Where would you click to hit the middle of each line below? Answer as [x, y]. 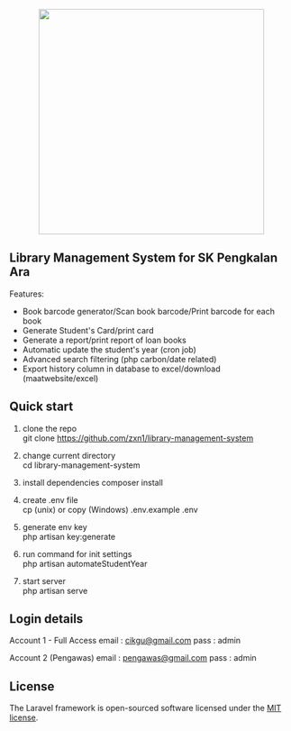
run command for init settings [77, 553]
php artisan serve [55, 590]
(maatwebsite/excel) [60, 378]
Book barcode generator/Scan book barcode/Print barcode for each [148, 311]
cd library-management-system [81, 465]
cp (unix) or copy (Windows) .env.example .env [110, 509]
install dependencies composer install [93, 482]
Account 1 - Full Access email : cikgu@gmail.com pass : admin [125, 641]
